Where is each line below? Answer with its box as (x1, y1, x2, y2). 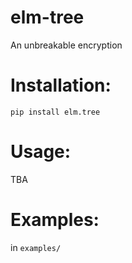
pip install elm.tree (10, 107, 101, 117)
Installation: (10, 74, 112, 97)
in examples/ (10, 241, 62, 253)
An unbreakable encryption (10, 39, 123, 51)
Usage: (10, 141, 72, 163)
